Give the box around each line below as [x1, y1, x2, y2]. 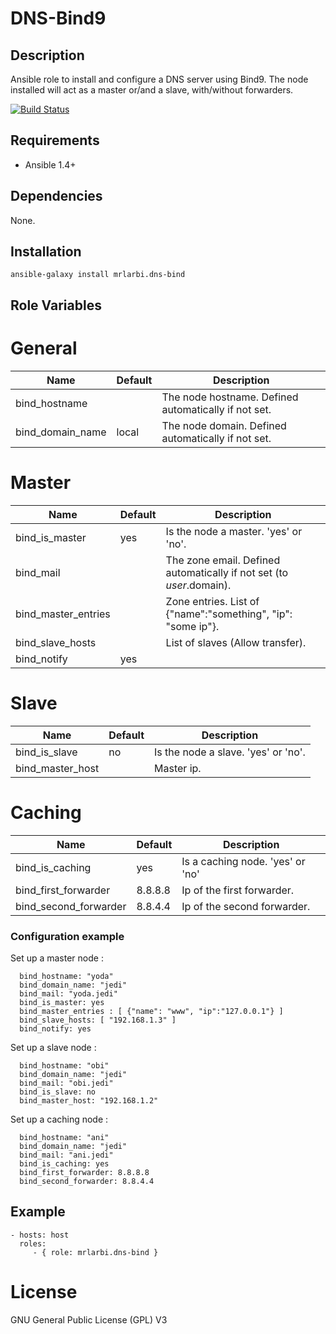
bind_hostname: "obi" [19, 1060, 110, 1071]
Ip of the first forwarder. [181, 883, 295, 897]
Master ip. [154, 761, 202, 775]
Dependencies [10, 188, 103, 205]
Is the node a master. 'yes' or [165, 524, 303, 538]
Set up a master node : [10, 952, 104, 964]
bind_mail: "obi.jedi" [19, 1078, 114, 1088]
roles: [19, 1238, 47, 1249]
